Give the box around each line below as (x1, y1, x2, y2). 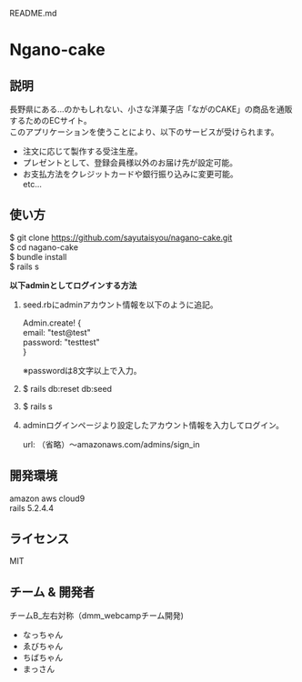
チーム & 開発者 (9, 584, 96, 599)
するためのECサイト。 (9, 115, 93, 125)
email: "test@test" (22, 326, 91, 337)
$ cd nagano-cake (9, 241, 79, 253)
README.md (9, 8, 57, 18)
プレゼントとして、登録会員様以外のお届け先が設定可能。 (22, 157, 238, 167)
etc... (22, 179, 43, 189)
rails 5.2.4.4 (9, 502, 55, 513)
